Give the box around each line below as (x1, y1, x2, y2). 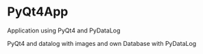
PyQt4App (7, 4, 69, 20)
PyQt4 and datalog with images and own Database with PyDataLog (7, 39, 197, 47)
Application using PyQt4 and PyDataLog (7, 26, 121, 34)
